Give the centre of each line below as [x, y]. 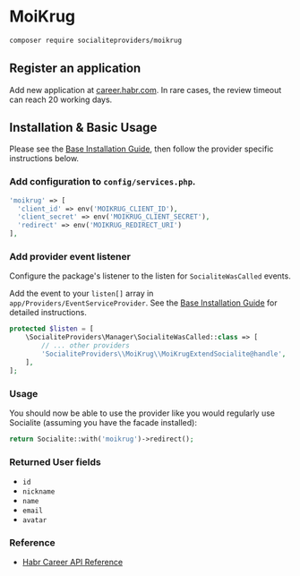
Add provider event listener [70, 257]
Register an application [75, 69]
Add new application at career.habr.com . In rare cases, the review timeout [146, 90]
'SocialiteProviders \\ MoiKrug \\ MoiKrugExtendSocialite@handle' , [164, 354]
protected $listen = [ [51, 329]
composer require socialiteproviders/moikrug [95, 40]
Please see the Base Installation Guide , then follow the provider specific [141, 149]
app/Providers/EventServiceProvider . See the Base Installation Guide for [143, 303]
